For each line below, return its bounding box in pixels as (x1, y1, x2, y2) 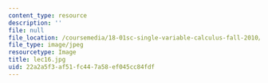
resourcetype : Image (8, 48, 77, 56)
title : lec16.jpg (8, 56, 66, 64)
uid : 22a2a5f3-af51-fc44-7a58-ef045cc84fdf (8, 63, 156, 71)
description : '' (8, 19, 62, 27)
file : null (8, 26, 45, 34)
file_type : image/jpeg (8, 41, 84, 49)
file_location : (8, 33, 59, 42)
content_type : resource (8, 11, 88, 20)
